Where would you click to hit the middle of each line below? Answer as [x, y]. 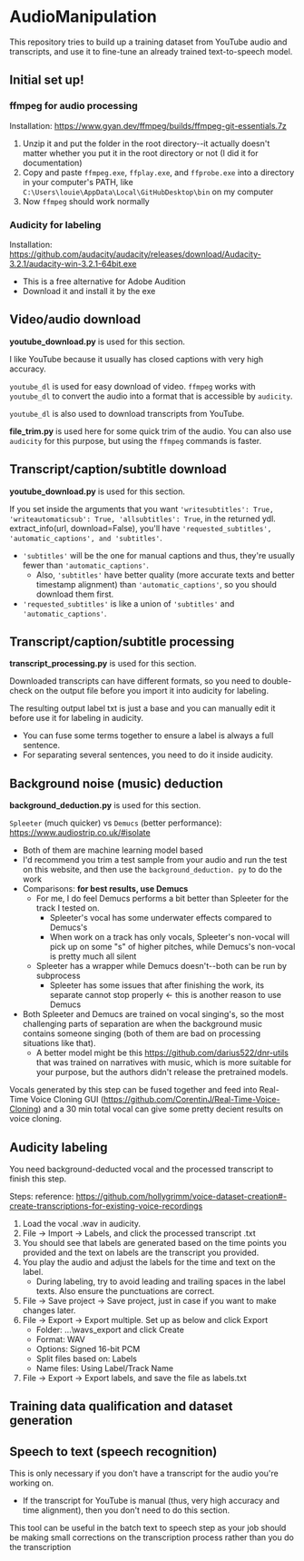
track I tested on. [68, 908]
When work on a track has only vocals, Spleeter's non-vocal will [170, 937]
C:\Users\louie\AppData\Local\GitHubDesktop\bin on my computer [148, 192]
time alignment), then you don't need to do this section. [126, 1510]
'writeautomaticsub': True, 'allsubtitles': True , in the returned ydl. [143, 519]
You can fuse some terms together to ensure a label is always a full [148, 736]
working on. [32, 1483]
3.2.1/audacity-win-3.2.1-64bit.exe [73, 263]
